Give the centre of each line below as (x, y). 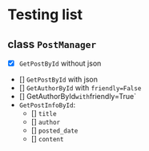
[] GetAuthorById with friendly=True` (78, 97)
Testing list (45, 15)
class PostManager (52, 44)
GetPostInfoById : (47, 105)
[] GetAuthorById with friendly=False (80, 88)
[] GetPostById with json (58, 79)
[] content (47, 139)
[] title (44, 113)
